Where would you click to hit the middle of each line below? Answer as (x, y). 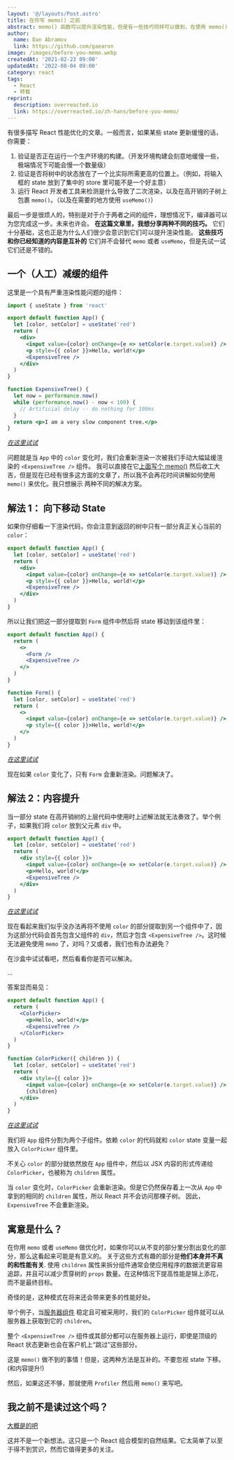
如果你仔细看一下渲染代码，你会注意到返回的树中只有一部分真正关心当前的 (114, 526)
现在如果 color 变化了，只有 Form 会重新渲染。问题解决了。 (92, 774)
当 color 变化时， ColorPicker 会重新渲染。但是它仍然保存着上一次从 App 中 (115, 1187)
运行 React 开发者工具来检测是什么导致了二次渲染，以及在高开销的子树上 (122, 191)
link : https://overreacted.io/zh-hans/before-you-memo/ (96, 111)
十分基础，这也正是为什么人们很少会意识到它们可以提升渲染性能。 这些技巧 (115, 232)
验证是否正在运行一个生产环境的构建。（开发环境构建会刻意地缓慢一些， (120, 156)
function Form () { (34, 693)
